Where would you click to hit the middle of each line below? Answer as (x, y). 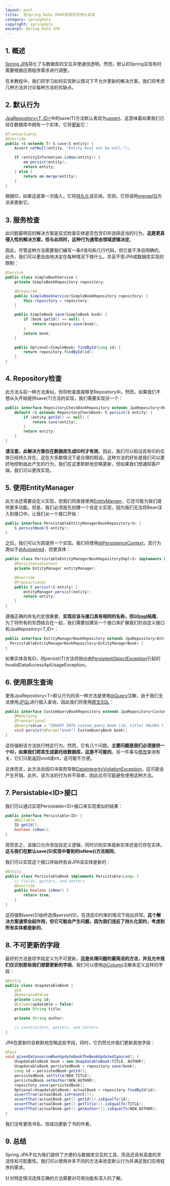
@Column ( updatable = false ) (44, 1004)
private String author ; (39, 1018)
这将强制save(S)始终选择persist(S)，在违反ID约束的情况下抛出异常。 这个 (81, 915)
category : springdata (28, 19)
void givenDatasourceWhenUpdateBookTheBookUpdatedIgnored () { (72, 1057)
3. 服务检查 (23, 220)
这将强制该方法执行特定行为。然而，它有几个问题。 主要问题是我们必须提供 (83, 745)
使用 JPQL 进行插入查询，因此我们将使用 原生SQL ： (62, 702)
